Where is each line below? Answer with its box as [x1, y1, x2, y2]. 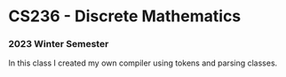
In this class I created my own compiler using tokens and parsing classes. [8, 58, 278, 68]
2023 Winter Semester [8, 38, 109, 50]
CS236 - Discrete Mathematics [8, 6, 242, 27]
